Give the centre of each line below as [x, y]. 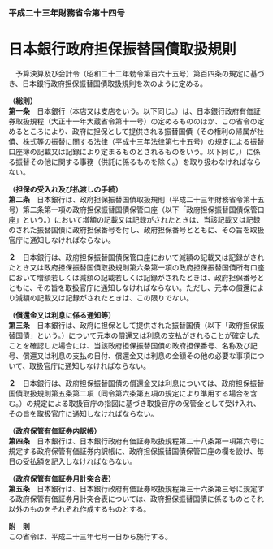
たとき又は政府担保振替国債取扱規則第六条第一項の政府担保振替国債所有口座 [136, 267]
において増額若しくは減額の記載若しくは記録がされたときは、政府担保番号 [133, 277]
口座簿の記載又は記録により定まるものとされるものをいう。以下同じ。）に [131, 151]
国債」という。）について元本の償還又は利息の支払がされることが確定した [138, 335]
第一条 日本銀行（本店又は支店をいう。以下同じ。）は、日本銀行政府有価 [131, 110]
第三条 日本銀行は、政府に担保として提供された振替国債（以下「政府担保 [133, 325]
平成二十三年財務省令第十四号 [67, 12]
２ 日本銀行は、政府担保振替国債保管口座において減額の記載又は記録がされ [136, 257]
